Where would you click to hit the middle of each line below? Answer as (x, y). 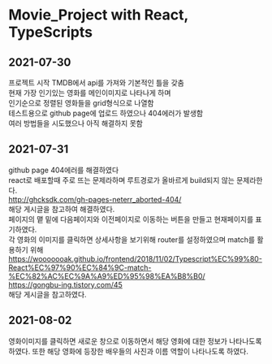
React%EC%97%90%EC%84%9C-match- (80, 267)
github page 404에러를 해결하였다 (64, 170)
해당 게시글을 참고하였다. (47, 294)
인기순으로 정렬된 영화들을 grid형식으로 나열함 (81, 103)
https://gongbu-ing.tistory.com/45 (66, 284)
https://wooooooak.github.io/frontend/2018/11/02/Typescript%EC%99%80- (135, 258)
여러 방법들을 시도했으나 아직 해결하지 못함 (76, 123)
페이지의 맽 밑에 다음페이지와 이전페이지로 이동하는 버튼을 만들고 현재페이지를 (131, 219)
